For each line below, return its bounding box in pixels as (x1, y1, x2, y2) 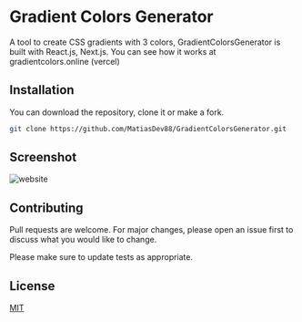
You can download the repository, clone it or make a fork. (9, 107, 225, 118)
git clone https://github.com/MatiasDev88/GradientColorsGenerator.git (9, 124, 287, 133)
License (9, 278, 55, 294)
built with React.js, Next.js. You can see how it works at (9, 46, 216, 57)
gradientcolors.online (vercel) (9, 56, 120, 67)
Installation (9, 82, 75, 98)
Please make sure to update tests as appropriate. (9, 252, 194, 263)
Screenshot (9, 150, 77, 165)
